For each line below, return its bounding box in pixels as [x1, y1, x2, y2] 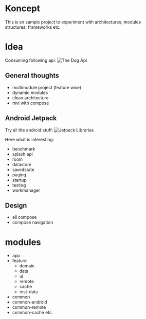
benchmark [12, 146, 36, 151]
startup [12, 177, 27, 183]
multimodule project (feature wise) [12, 84, 82, 90]
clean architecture [12, 94, 49, 100]
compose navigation [12, 220, 54, 225]
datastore [12, 161, 32, 167]
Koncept [5, 3, 40, 14]
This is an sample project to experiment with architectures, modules [5, 19, 141, 25]
